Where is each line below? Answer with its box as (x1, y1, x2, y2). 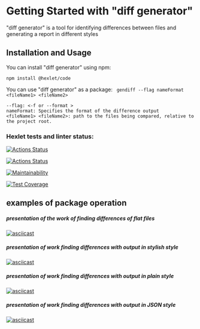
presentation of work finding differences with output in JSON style (6, 301, 176, 308)
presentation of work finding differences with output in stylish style (6, 244, 178, 250)
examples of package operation (6, 198, 127, 208)
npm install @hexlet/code (6, 75, 71, 82)
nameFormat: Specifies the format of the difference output (6, 108, 160, 114)
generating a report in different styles (6, 30, 99, 37)
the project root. (6, 118, 52, 124)
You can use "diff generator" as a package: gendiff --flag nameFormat (6, 86, 184, 93)
